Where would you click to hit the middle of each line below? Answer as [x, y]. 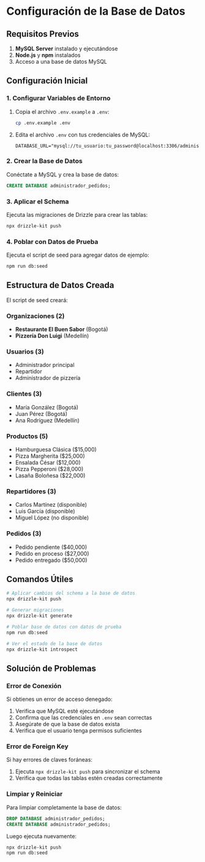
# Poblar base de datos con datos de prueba [64, 627]
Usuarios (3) [25, 352]
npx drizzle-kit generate [39, 616]
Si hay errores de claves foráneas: [50, 760]
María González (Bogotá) [47, 407]
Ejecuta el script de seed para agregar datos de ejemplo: [78, 255]
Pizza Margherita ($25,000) [50, 456]
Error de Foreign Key [37, 747]
